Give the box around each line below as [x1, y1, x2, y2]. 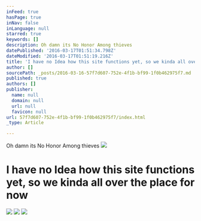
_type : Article [6, 120, 44, 126]
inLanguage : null [6, 25, 50, 32]
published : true [6, 75, 47, 81]
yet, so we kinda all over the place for [6, 176, 195, 189]
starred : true [6, 31, 42, 37]
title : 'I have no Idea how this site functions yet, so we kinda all [6, 59, 186, 65]
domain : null [11, 97, 44, 103]
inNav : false [6, 20, 39, 26]
